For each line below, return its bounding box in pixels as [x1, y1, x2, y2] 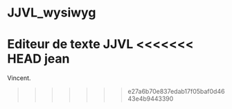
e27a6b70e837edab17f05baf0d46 [127, 88, 225, 96]
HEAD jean [7, 51, 70, 67]
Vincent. [7, 74, 31, 82]
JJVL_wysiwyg [7, 5, 96, 21]
